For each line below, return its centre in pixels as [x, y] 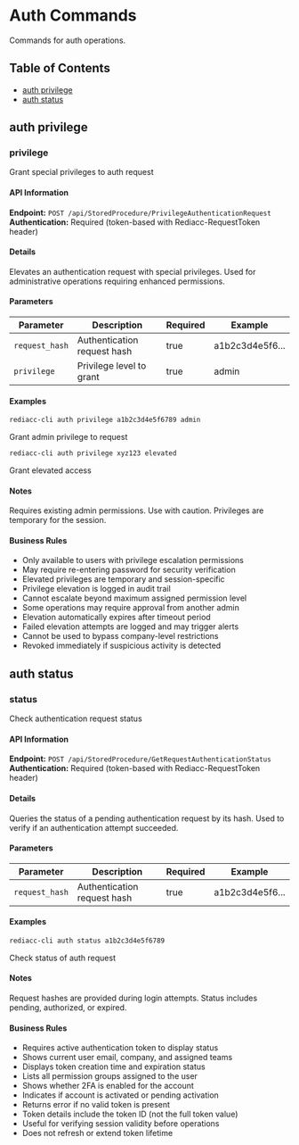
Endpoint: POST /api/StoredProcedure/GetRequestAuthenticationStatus [140, 759]
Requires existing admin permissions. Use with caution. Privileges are [137, 510]
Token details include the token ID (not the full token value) [130, 1114]
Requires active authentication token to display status [120, 1048]
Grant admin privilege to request [69, 437]
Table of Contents [60, 68]
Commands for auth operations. [68, 40]
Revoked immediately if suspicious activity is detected [121, 646]
